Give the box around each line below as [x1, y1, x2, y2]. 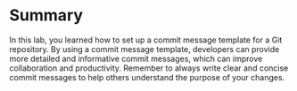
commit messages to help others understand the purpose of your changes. [9, 72, 285, 82]
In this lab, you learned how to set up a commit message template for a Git [9, 34, 283, 45]
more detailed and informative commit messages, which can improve [9, 53, 263, 64]
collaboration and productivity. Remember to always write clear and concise [9, 63, 289, 73]
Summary [9, 5, 83, 26]
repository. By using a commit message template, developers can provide [9, 43, 280, 54]
